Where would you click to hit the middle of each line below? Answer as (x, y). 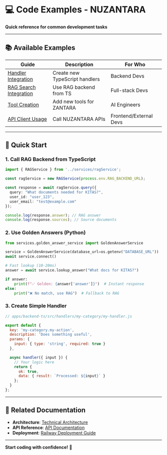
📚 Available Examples (40, 48)
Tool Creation (23, 104)
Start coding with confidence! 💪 (39, 447)
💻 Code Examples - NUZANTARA (76, 10)
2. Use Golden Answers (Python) (45, 232)
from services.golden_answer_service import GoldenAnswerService (74, 243)
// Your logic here (34, 362)
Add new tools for (73, 101)
